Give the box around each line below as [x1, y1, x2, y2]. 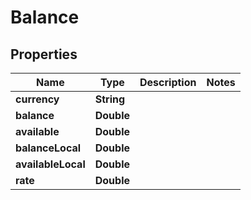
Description [139, 76, 197, 89]
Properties [10, 46, 78, 63]
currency [15, 92, 60, 106]
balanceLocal [15, 141, 82, 155]
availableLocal [15, 157, 86, 171]
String [94, 92, 126, 106]
